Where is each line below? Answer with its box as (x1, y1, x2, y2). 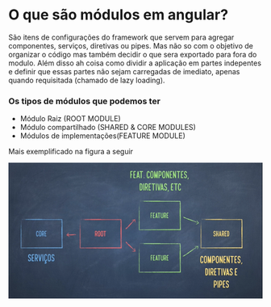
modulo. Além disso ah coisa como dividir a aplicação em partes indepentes (8, 58, 262, 68)
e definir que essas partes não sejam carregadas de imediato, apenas (8, 66, 240, 76)
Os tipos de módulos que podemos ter (8, 95, 161, 107)
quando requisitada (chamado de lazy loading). (8, 75, 165, 85)
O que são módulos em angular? (8, 6, 228, 24)
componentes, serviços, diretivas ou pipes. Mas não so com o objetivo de (8, 40, 254, 50)
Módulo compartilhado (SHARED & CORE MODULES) (19, 123, 196, 132)
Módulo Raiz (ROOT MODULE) (19, 114, 121, 124)
